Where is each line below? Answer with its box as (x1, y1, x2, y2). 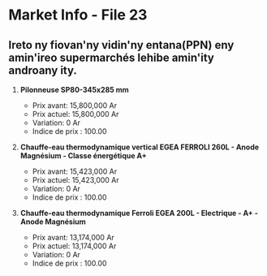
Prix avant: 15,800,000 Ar (32, 101, 118, 110)
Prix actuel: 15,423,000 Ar (32, 175, 119, 184)
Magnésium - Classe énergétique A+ (19, 151, 148, 160)
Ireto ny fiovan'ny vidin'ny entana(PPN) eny (8, 38, 235, 52)
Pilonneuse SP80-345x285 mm (19, 85, 130, 94)
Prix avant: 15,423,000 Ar (32, 166, 118, 176)
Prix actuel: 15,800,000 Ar (32, 110, 119, 119)
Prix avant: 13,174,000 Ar (32, 233, 115, 242)
